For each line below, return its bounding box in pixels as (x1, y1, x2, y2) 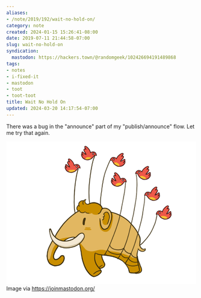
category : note (6, 22, 45, 28)
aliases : (6, 10, 28, 16)
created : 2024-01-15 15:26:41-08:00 (6, 29, 98, 35)
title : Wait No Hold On (6, 99, 66, 105)
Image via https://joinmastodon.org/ (6, 285, 95, 292)
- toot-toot (6, 92, 36, 99)
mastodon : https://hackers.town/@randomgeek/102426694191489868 (11, 54, 176, 60)
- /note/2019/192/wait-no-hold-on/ (6, 16, 96, 22)
